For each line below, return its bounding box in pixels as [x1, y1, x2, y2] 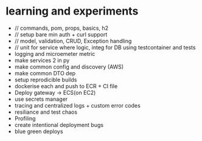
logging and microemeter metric [14, 50, 96, 57]
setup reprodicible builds [14, 76, 77, 83]
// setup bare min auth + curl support [14, 30, 108, 38]
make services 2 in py [14, 57, 70, 64]
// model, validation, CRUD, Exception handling [14, 37, 132, 44]
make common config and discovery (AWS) [14, 63, 124, 70]
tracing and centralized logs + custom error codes [14, 101, 141, 109]
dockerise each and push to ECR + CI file [14, 82, 118, 89]
